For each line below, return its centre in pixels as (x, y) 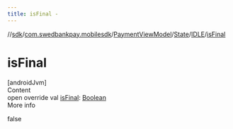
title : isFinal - (33, 14)
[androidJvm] (27, 82)
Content (19, 90)
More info (22, 105)
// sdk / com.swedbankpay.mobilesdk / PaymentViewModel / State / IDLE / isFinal (116, 34)
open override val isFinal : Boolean (57, 97)
